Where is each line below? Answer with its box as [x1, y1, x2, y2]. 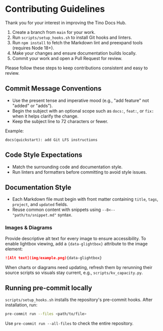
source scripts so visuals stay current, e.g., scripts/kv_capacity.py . [5, 270, 143, 275]
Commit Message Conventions [5, 85, 102, 93]
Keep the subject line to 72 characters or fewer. [12, 118, 109, 124]
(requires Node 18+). [12, 45, 54, 51]
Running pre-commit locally [5, 284, 92, 292]
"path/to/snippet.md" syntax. [12, 212, 73, 218]
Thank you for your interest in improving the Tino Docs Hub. [5, 20, 127, 26]
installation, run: [5, 302, 38, 308]
